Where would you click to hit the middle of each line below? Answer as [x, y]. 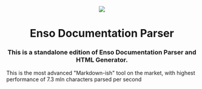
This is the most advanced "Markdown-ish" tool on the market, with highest [101, 73]
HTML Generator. [102, 60]
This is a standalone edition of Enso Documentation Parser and [102, 53]
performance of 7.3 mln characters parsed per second [74, 79]
